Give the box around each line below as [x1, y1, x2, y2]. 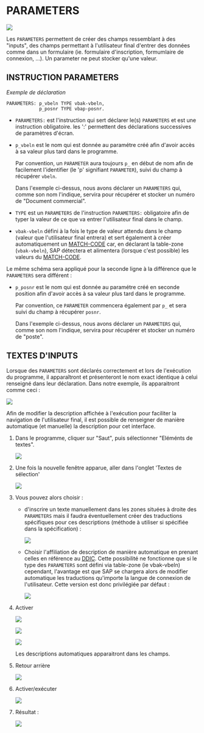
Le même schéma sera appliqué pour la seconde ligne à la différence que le [6, 265, 197, 272]
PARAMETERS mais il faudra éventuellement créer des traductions [24, 512, 183, 519]
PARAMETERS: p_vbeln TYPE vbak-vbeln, [6, 100, 105, 107]
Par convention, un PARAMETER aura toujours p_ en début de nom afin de [15, 159, 194, 166]
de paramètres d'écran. [15, 129, 74, 137]
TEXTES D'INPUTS [6, 351, 78, 361]
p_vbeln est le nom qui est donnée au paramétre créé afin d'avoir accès [15, 141, 195, 148]
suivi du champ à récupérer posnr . [15, 308, 102, 315]
